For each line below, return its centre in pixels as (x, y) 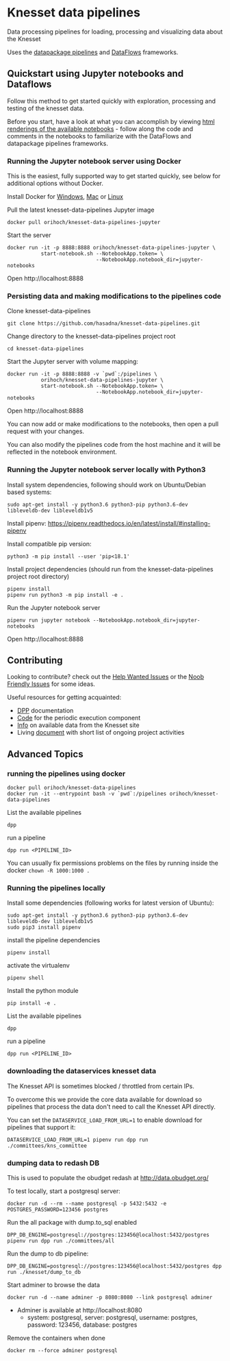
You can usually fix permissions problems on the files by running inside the (113, 863)
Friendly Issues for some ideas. (51, 684)
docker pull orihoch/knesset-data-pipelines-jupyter (84, 223)
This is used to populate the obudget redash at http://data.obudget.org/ (108, 1178)
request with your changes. (46, 431)
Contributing (35, 660)
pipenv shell (26, 978)
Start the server (29, 235)
